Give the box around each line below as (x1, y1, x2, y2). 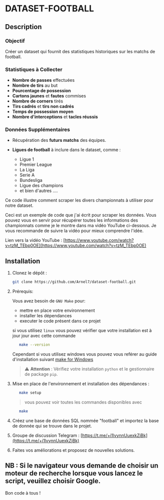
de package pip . (24, 371, 58, 377)
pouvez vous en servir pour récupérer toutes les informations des (5, 217, 138, 223)
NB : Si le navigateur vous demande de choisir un (5, 462, 159, 470)
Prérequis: (12, 289, 33, 295)
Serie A (19, 172, 35, 178)
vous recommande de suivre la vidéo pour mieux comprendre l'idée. (5, 228, 144, 234)
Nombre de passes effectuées (12, 77, 75, 83)
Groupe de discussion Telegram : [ (12, 432, 83, 438)
